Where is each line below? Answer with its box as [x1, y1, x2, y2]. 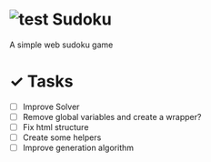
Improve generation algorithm [22, 142, 135, 154]
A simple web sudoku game [9, 39, 114, 50]
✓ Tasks [9, 71, 74, 92]
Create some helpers [22, 132, 102, 143]
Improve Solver [22, 101, 80, 112]
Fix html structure [22, 122, 89, 132]
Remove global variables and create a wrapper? [22, 111, 202, 122]
